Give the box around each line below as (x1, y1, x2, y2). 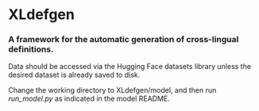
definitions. (8, 44, 54, 55)
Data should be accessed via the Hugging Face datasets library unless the (8, 62, 252, 71)
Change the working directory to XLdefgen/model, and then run (8, 86, 217, 95)
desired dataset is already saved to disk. (8, 70, 141, 80)
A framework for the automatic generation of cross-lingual (8, 34, 239, 45)
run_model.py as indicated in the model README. (8, 94, 171, 104)
